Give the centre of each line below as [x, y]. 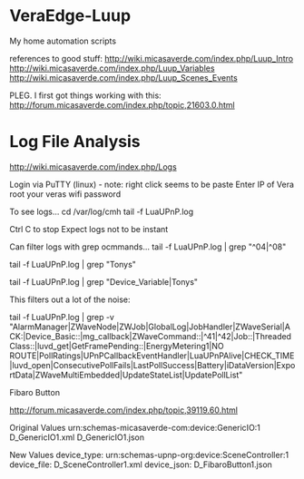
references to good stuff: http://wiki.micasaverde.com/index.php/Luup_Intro [152, 58]
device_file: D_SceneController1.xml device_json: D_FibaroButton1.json [141, 464]
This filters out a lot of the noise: [70, 299]
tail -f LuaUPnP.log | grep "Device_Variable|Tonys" [103, 281]
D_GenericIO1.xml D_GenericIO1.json [77, 437]
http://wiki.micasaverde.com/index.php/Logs [93, 166]
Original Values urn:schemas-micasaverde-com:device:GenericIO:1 [135, 427]
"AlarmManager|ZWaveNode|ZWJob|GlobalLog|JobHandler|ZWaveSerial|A [150, 327]
